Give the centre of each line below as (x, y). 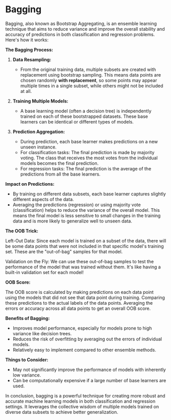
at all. (26, 91)
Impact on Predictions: (30, 184)
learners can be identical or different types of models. (77, 121)
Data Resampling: (32, 59)
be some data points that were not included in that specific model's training (85, 246)
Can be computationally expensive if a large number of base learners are (89, 380)
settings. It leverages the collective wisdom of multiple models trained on (82, 406)
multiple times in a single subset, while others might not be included (92, 86)
